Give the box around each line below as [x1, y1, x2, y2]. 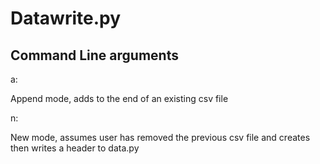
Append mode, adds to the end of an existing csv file [10, 93, 229, 104]
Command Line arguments [10, 47, 179, 64]
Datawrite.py [10, 7, 122, 30]
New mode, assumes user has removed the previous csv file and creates [10, 132, 311, 143]
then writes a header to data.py [10, 142, 140, 154]
